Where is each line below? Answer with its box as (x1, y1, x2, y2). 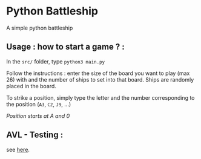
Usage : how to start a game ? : (6, 42, 125, 52)
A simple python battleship (6, 24, 73, 31)
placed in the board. (6, 82, 56, 89)
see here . (6, 146, 30, 153)
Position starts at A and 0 (6, 112, 70, 119)
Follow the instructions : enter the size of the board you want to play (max (6, 70, 190, 77)
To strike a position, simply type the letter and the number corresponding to (6, 94, 195, 101)
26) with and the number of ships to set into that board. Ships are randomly (6, 76, 194, 83)
